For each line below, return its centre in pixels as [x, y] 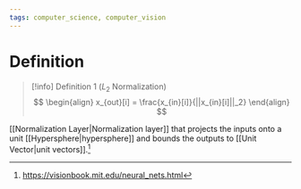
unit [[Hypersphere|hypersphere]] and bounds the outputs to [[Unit [133, 138]
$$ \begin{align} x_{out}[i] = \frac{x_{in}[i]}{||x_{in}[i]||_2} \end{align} [162, 103]
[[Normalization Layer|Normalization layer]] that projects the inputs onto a [146, 129]
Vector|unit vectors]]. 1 [50, 149]
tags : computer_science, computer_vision [88, 17]
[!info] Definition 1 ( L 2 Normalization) [99, 87]
